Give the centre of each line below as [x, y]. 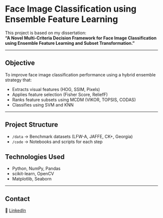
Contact [17, 199]
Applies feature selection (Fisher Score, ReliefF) [60, 94]
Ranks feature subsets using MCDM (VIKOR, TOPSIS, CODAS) [74, 100]
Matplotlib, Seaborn [32, 179]
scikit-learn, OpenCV [33, 174]
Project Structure [32, 125]
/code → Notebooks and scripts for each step [57, 142]
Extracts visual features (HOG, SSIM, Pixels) [56, 89]
